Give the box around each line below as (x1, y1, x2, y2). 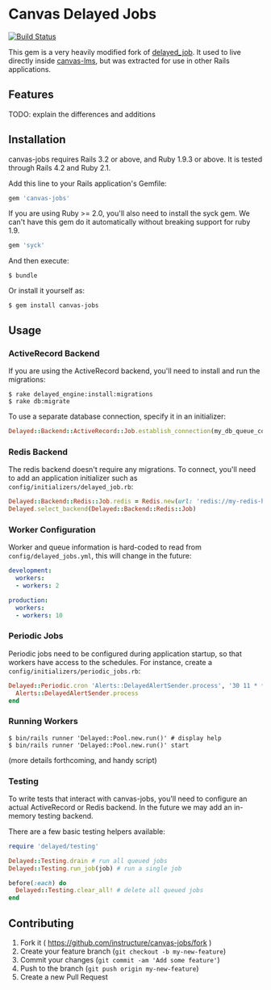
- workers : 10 (15, 611, 63, 619)
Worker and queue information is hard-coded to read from (8, 542, 202, 552)
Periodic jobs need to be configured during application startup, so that (8, 648, 242, 659)
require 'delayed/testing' (8, 842, 99, 850)
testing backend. (37, 811, 94, 820)
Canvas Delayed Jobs (8, 5, 157, 23)
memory (8, 811, 36, 820)
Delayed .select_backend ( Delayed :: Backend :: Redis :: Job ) (8, 505, 197, 513)
